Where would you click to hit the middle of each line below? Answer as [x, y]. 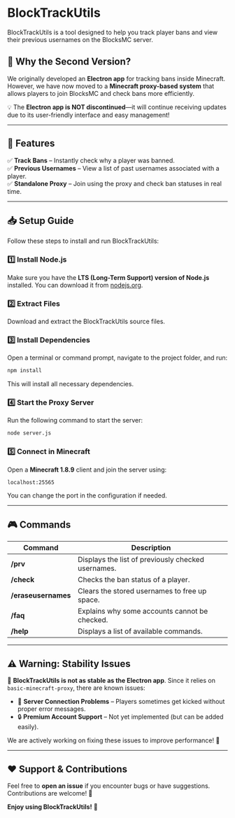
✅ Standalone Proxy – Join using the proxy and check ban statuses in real [115, 183]
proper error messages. [51, 709]
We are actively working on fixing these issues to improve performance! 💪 [114, 740]
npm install [24, 371]
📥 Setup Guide [41, 221]
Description [151, 548]
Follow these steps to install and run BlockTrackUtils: [83, 241]
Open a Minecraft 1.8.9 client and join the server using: [87, 470]
